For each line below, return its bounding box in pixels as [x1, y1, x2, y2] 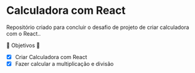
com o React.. [6, 30, 41, 37]
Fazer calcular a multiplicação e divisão [15, 60, 114, 67]
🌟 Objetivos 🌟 [6, 42, 41, 49]
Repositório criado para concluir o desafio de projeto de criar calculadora [6, 24, 190, 31]
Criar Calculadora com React [15, 53, 88, 60]
